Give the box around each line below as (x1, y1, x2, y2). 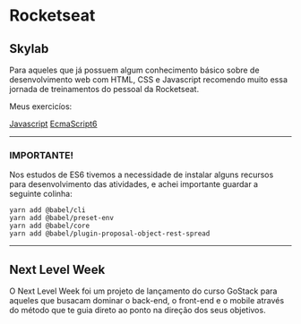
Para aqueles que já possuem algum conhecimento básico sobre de (9, 64, 260, 75)
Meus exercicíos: (9, 101, 73, 112)
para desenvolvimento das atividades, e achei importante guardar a (9, 179, 258, 190)
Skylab (9, 41, 49, 56)
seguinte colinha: (9, 189, 73, 200)
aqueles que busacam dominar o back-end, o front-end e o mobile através (9, 295, 285, 306)
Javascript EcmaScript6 (9, 118, 98, 129)
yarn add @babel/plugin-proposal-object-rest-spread (9, 229, 211, 238)
